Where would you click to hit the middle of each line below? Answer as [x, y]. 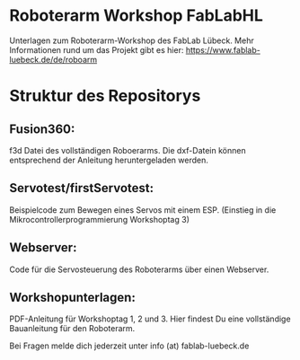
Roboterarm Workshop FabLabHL [136, 16]
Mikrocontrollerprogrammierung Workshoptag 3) [100, 219]
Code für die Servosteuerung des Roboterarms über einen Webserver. [139, 269]
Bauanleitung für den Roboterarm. [72, 329]
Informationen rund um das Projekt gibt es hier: [97, 49]
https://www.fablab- [223, 49]
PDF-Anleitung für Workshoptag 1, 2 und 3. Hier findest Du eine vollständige [150, 319]
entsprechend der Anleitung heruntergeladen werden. [109, 160]
